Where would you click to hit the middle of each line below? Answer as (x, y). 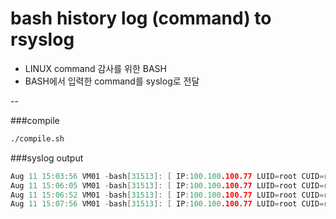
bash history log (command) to (141, 18)
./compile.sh (37, 138)
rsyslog (42, 39)
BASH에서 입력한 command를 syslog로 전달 (112, 81)
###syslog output (47, 158)
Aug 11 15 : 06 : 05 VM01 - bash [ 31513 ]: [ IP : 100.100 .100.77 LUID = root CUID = (167, 185)
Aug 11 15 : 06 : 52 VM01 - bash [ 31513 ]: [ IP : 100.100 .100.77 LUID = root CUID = (167, 195)
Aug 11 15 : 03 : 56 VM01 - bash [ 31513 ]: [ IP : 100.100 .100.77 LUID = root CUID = (167, 176)
